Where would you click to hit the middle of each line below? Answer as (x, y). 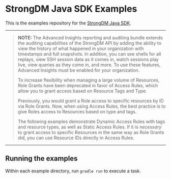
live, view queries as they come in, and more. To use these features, (89, 65)
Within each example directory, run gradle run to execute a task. (73, 171)
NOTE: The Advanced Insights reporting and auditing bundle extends (90, 37)
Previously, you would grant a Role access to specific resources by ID (91, 100)
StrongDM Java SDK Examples (71, 9)
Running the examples (41, 159)
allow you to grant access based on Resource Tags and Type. (82, 91)
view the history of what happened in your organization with (81, 48)
